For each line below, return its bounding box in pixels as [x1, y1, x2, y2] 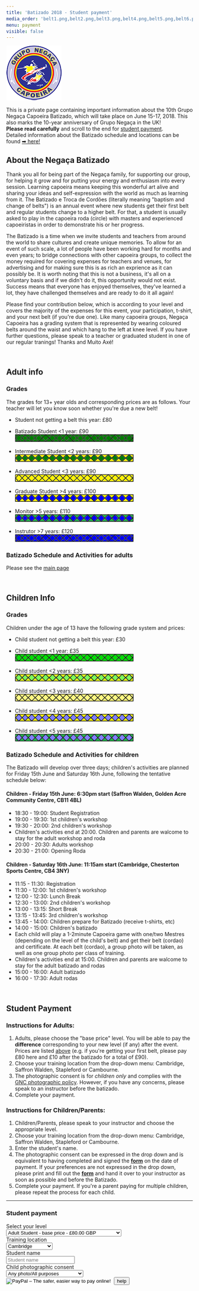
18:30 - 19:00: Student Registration [14, 809, 100, 817]
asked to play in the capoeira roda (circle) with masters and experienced [6, 215, 183, 222]
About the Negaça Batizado [6, 155, 110, 165]
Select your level [6, 1222, 47, 1229]
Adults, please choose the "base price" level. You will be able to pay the [14, 1034, 191, 1042]
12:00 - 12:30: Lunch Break [14, 893, 81, 900]
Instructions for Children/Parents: [6, 1106, 105, 1114]
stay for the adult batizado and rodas [14, 962, 105, 969]
